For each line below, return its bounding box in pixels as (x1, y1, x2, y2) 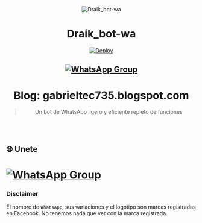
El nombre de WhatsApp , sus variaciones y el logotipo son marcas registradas (6, 203, 196, 210)
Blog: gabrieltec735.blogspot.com (13, 89, 189, 102)
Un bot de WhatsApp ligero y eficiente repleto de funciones (35, 108, 183, 116)
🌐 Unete (6, 144, 38, 154)
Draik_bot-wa (66, 27, 136, 41)
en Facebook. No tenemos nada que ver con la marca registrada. (6, 210, 168, 217)
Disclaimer (6, 189, 39, 198)
